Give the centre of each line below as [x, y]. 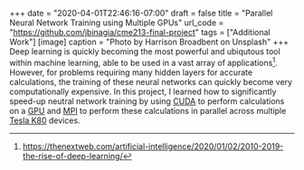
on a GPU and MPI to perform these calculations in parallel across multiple [148, 110]
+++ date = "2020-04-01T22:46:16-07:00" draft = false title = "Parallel [141, 13]
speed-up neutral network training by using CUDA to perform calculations [147, 101]
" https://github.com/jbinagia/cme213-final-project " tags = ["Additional [140, 32]
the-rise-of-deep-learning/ [73, 156]
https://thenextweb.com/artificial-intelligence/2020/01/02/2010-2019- [153, 146]
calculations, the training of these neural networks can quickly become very [151, 81]
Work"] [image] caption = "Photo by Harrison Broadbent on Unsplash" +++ [149, 42]
